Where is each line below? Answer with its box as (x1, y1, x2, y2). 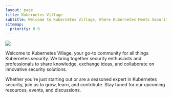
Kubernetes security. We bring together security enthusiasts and (5, 56, 142, 62)
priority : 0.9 (10, 27, 40, 32)
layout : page (5, 7, 33, 13)
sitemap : (5, 21, 24, 27)
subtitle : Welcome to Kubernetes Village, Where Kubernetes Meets (5, 17, 150, 22)
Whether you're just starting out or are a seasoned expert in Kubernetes (5, 76, 157, 82)
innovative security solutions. (5, 66, 68, 72)
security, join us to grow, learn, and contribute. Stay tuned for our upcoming (5, 82, 165, 88)
